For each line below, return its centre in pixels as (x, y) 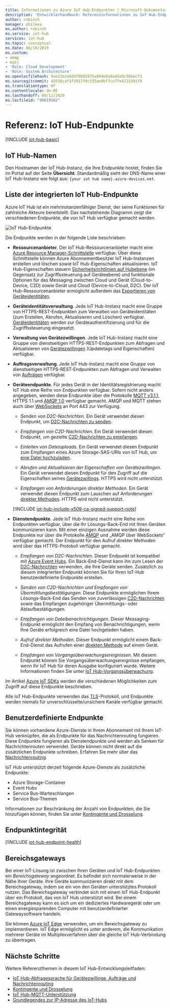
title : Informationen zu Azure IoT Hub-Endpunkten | (62, 10)
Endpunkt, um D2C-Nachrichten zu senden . (66, 421)
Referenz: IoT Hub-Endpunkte (69, 125)
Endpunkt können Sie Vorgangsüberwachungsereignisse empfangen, (93, 660)
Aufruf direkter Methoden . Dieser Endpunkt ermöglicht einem (84, 639)
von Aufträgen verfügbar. (39, 374)
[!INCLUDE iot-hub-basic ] (32, 140)
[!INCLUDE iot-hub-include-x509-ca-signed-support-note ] (74, 509)
